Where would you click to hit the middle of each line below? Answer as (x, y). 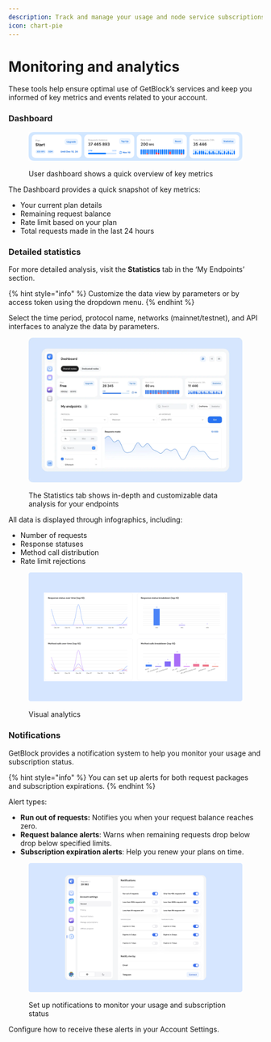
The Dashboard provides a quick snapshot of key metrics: (104, 189)
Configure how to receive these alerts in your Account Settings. (114, 1029)
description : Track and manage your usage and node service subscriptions (137, 17)
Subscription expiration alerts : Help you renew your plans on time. (132, 851)
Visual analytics (54, 714)
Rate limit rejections (53, 561)
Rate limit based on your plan (68, 222)
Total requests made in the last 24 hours (87, 231)
